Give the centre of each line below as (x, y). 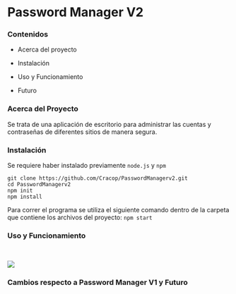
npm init (20, 191)
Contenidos (28, 35)
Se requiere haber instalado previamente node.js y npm (87, 166)
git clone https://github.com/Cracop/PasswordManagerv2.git (98, 178)
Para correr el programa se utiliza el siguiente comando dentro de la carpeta (118, 210)
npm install (25, 197)
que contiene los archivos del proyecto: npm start (80, 218)
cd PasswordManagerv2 (39, 185)
